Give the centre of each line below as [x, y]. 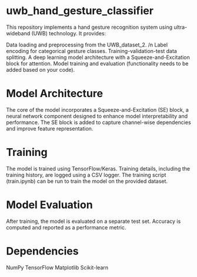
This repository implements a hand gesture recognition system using [89, 27]
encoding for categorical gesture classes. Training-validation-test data [92, 51]
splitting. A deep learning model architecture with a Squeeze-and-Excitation [98, 57]
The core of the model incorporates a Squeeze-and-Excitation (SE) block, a [98, 109]
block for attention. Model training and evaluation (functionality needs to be [98, 64]
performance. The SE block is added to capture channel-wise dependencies [98, 122]
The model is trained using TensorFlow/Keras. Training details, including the [98, 168]
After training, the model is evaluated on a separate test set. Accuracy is [94, 221]
